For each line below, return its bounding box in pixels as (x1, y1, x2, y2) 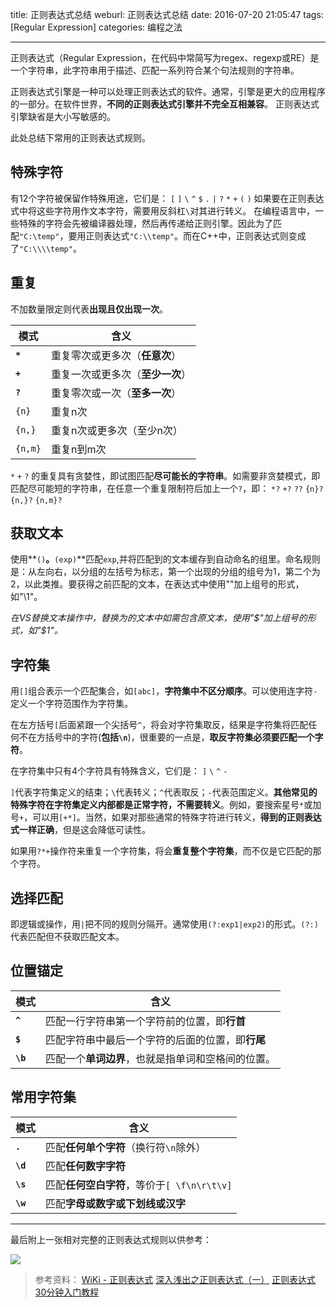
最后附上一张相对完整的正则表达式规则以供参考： (10, 1233, 212, 1245)
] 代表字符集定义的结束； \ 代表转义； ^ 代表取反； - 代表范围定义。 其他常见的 (10, 786, 318, 798)
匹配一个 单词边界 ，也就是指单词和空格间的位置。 (45, 1051, 277, 1065)
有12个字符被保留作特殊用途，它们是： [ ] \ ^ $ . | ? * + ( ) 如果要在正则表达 (10, 192, 325, 204)
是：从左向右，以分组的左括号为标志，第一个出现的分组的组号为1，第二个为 (10, 566, 321, 578)
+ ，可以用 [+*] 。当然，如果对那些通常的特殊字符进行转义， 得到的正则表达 (19, 811, 322, 823)
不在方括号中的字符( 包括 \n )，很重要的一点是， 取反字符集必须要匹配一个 (18, 731, 315, 743)
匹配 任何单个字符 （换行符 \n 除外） (45, 1140, 207, 1154)
